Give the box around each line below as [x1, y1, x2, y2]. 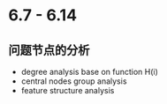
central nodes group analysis [20, 76, 127, 86]
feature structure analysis [20, 85, 115, 95]
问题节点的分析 [8, 42, 90, 57]
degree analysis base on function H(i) [20, 67, 158, 77]
